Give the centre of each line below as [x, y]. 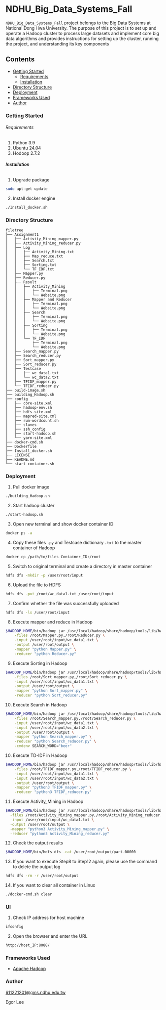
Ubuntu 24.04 [27, 148]
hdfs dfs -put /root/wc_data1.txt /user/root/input [60, 594]
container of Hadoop [34, 548]
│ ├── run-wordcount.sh [32, 421]
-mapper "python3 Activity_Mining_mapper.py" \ [60, 829]
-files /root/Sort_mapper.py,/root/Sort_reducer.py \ [71, 677]
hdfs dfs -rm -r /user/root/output [42, 876]
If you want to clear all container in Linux [54, 885]
